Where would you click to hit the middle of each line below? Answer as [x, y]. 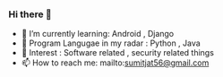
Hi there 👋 [30, 14]
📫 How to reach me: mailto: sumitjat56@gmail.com [115, 63]
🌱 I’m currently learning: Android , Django [98, 34]
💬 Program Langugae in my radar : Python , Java [111, 43]
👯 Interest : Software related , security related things [117, 53]
